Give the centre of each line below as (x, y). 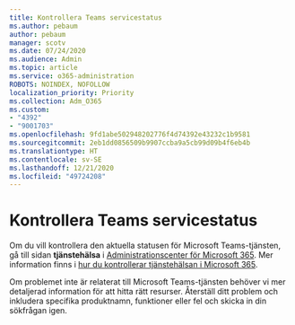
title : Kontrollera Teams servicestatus (86, 18)
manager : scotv (38, 43)
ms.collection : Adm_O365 (56, 101)
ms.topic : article (43, 68)
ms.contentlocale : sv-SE (56, 159)
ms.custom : (30, 110)
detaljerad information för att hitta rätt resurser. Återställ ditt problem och (144, 292)
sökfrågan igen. (38, 311)
